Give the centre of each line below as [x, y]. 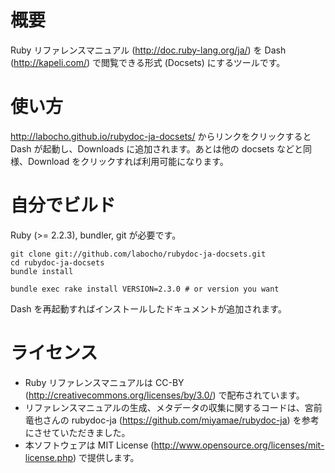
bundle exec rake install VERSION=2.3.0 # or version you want [145, 289]
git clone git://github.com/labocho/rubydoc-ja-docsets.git [138, 254]
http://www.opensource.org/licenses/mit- [239, 445]
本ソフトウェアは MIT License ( [89, 445]
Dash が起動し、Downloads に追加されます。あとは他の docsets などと [157, 148]
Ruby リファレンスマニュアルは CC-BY [104, 382]
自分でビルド [63, 205]
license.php [48, 457]
